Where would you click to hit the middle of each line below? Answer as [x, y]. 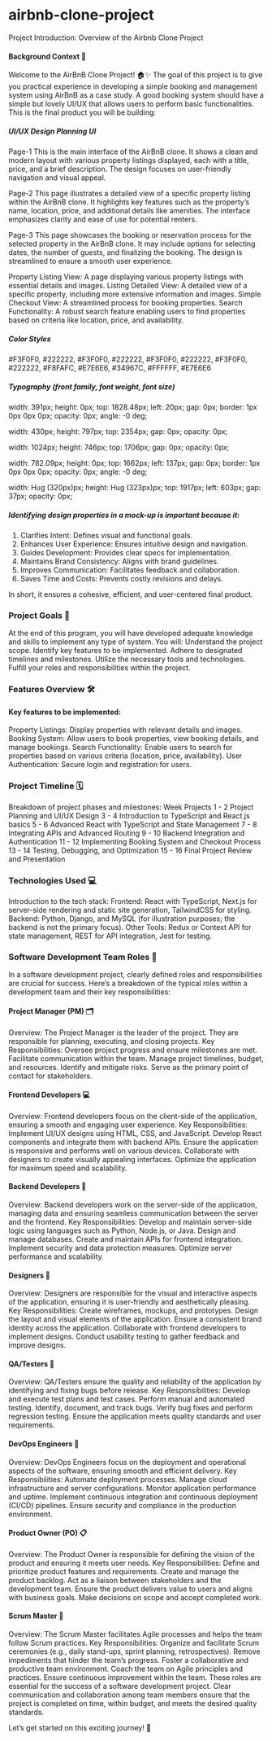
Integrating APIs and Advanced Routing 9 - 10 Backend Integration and [127, 833]
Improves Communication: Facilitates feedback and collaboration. [130, 570]
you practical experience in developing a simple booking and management [133, 86]
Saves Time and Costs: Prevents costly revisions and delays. [121, 579]
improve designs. [37, 1345]
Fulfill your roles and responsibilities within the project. [99, 668]
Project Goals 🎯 [39, 615]
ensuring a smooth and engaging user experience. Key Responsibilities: [128, 1125]
